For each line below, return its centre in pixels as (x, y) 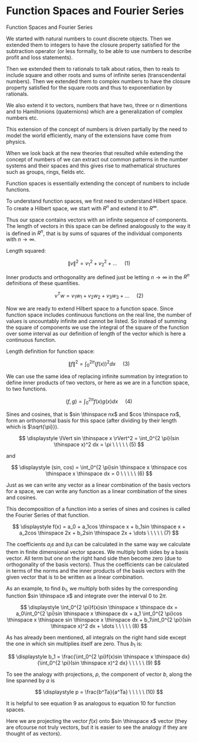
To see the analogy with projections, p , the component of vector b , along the (99, 674)
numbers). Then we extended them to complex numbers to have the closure (98, 81)
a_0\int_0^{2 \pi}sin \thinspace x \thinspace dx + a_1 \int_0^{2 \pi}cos (99, 613)
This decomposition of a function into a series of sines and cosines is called (98, 508)
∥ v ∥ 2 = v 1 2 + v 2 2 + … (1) (99, 263)
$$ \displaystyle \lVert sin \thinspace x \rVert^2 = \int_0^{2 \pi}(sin (99, 438)
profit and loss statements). (39, 57)
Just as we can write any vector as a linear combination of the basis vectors (98, 485)
